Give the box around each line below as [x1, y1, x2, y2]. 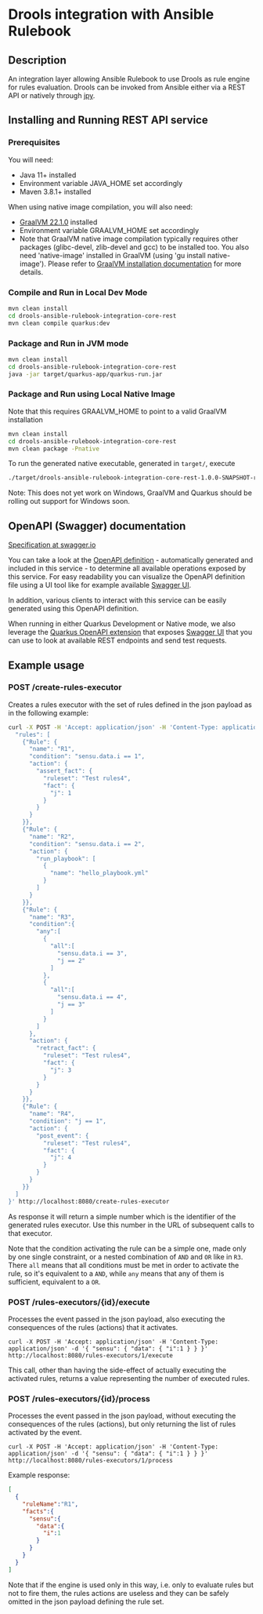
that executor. [8, 1228, 53, 1237]
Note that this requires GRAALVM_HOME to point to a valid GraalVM [8, 406, 227, 416]
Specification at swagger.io [8, 540, 96, 550]
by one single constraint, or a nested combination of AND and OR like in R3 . [8, 1251, 243, 1261]
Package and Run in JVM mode [8, 337, 129, 348]
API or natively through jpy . [8, 91, 95, 100]
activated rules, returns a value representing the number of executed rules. [8, 1373, 250, 1383]
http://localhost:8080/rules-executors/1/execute [8, 1351, 174, 1359]
